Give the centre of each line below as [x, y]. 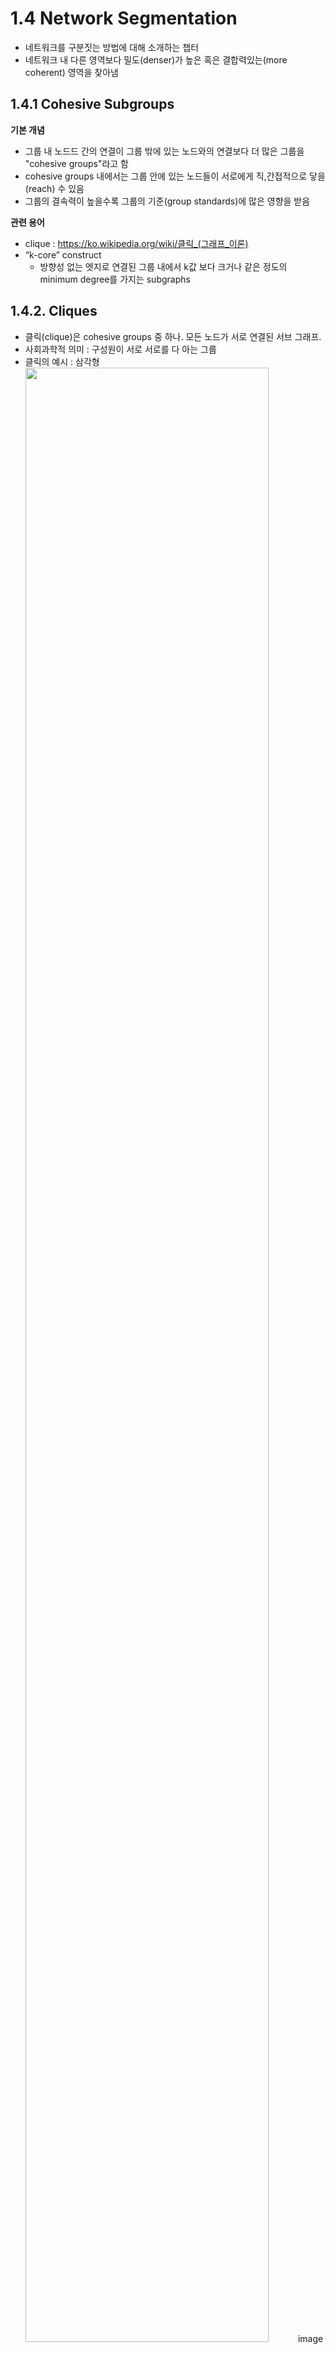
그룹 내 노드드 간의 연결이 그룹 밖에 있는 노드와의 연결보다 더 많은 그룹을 [164, 151]
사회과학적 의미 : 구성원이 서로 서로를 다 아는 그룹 [120, 349]
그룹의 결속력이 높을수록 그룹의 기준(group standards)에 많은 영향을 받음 [167, 201]
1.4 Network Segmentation [124, 18]
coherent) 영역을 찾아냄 [71, 72]
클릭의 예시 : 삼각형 [62, 361]
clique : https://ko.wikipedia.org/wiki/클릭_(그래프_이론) [136, 243]
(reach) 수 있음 [54, 188]
